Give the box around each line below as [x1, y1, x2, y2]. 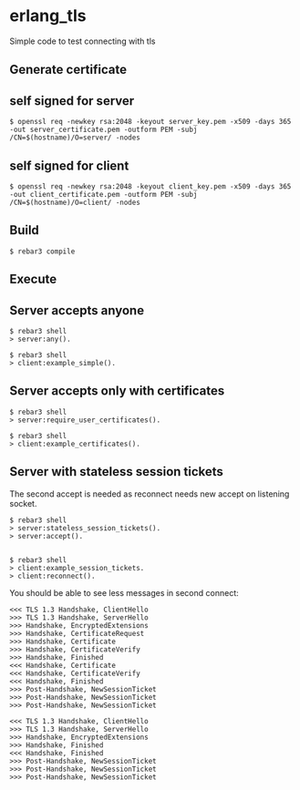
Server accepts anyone [9, 303, 144, 318]
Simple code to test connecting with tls [9, 36, 156, 46]
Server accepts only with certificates [9, 384, 225, 399]
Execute [9, 272, 57, 287]
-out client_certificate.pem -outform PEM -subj [9, 190, 198, 199]
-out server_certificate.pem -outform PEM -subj [9, 125, 198, 135]
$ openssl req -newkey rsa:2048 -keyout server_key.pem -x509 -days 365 [9, 118, 292, 127]
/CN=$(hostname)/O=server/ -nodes [9, 133, 141, 142]
